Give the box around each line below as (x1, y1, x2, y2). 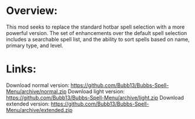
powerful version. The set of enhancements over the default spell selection (6, 29, 187, 36)
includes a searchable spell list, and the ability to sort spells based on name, (6, 36, 190, 43)
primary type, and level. (6, 42, 63, 49)
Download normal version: (6, 82, 70, 89)
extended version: (6, 100, 50, 107)
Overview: (6, 4, 58, 17)
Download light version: (67, 87, 125, 94)
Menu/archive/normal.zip (6, 87, 67, 94)
